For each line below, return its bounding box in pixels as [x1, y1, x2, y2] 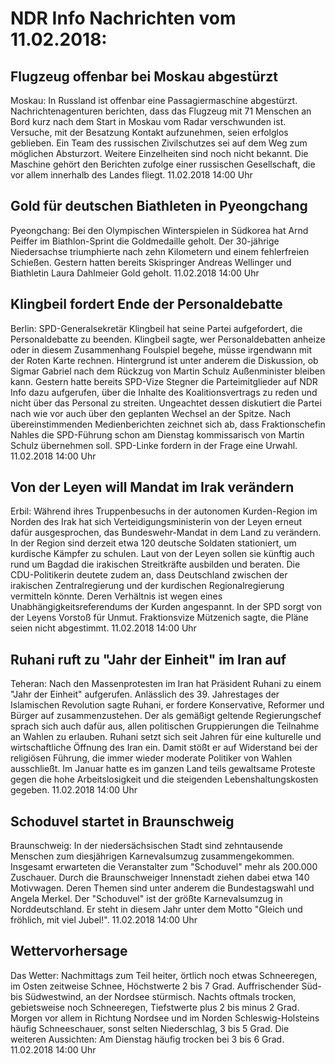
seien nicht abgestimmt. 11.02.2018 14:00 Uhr [10, 622, 197, 634]
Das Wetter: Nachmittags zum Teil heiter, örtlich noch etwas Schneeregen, [10, 969, 318, 981]
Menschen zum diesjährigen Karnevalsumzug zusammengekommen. [10, 850, 295, 862]
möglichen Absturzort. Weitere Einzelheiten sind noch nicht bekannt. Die [10, 148, 309, 159]
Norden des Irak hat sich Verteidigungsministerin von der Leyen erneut [10, 516, 302, 528]
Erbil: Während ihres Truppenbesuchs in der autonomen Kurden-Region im [10, 505, 318, 517]
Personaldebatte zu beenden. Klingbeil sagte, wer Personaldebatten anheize [10, 333, 326, 345]
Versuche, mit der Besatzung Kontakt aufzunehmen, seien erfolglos [10, 127, 289, 138]
